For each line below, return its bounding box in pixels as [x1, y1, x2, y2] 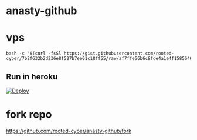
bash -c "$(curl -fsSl [6, 51, 62, 56]
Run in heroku [6, 72, 58, 82]
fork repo [6, 108, 52, 121]
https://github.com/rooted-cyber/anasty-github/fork [6, 127, 132, 134]
